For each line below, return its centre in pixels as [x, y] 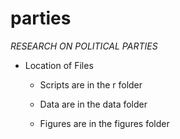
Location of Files [59, 65]
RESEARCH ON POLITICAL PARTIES [84, 46]
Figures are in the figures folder [104, 123]
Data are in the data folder [93, 104]
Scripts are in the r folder [91, 84]
